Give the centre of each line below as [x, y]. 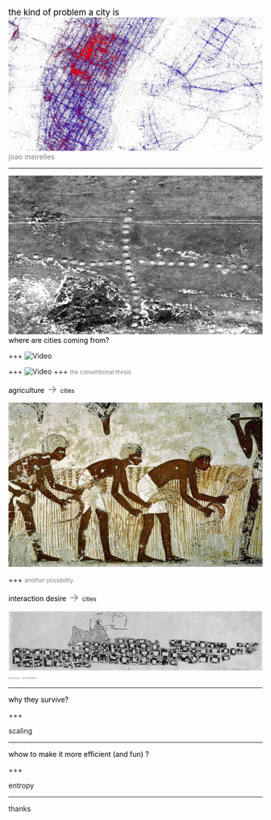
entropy [21, 785]
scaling [21, 730]
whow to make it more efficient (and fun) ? [79, 754]
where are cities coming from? [59, 340]
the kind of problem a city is [64, 13]
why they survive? [39, 700]
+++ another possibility [41, 580]
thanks [20, 809]
